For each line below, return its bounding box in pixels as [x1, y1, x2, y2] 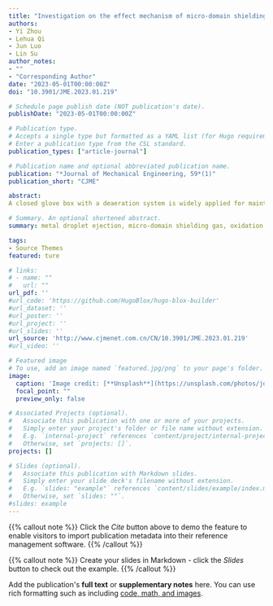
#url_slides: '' [8, 327, 63, 335]
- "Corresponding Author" [8, 72, 96, 81]
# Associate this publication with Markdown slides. [8, 469, 198, 477]
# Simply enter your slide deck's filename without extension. [8, 477, 234, 485]
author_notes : [8, 58, 57, 66]
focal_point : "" [15, 387, 71, 395]
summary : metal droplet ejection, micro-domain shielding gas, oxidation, [8, 222, 267, 230]
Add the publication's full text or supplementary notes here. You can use [8, 579, 256, 589]
